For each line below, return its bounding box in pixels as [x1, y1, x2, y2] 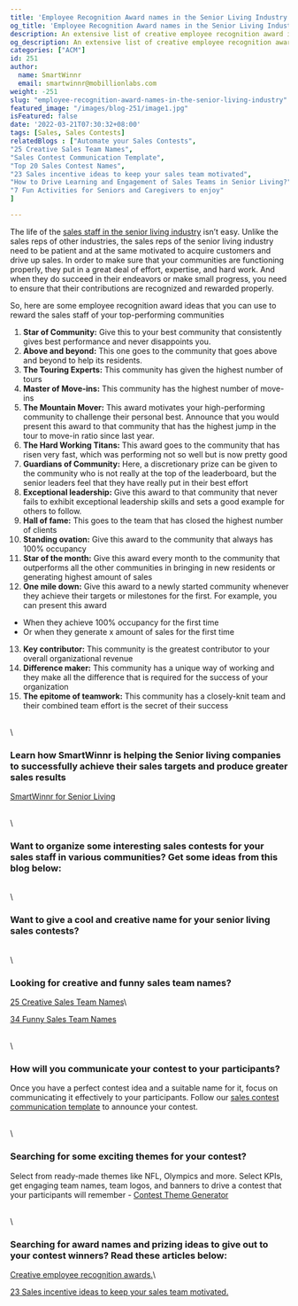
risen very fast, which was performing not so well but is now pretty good [22, 449, 288, 459]
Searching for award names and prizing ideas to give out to [10, 1238, 269, 1250]
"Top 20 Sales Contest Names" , [10, 161, 126, 170]
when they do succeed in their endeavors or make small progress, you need [10, 273, 287, 284]
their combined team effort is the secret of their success [22, 700, 229, 710]
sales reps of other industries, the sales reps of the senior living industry [10, 236, 274, 246]
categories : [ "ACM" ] [10, 46, 87, 55]
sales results [10, 770, 66, 783]
